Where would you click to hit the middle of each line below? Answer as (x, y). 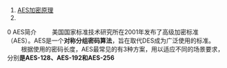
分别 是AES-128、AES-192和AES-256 (61, 58)
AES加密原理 (35, 10)
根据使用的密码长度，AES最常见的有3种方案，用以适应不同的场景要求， (122, 49)
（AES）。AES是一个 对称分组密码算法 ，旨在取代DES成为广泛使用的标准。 (111, 41)
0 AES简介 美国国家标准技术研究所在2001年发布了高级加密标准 (103, 32)
